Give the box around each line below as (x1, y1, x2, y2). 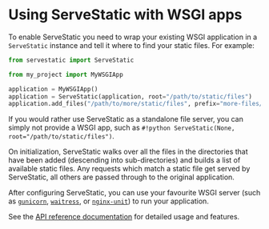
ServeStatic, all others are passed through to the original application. (8, 172, 235, 182)
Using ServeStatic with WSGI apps (8, 6, 243, 24)
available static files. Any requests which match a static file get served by (8, 164, 251, 174)
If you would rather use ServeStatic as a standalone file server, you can (8, 114, 244, 124)
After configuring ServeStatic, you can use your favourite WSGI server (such (8, 188, 261, 198)
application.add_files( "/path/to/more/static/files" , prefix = (8, 100, 220, 108)
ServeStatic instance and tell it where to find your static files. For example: (8, 40, 255, 50)
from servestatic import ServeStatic (8, 56, 134, 64)
